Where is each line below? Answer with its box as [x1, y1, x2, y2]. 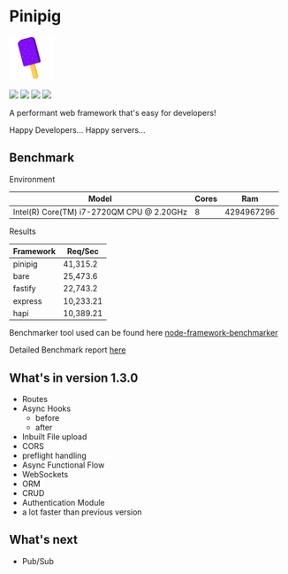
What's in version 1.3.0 [9, 370, 139, 385]
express [12, 295, 42, 306]
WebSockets [21, 469, 69, 480]
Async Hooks [21, 403, 72, 414]
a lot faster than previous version [21, 507, 143, 517]
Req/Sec [66, 245, 100, 256]
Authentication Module [21, 498, 106, 508]
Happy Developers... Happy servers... [9, 124, 146, 135]
